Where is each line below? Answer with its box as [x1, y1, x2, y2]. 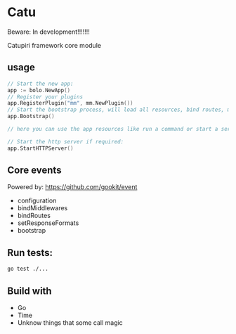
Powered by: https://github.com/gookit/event [7, 183, 138, 191]
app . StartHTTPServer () [7, 145, 74, 152]
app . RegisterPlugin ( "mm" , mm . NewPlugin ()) [7, 100, 133, 107]
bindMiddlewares [17, 204, 68, 212]
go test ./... [7, 265, 49, 273]
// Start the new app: [7, 80, 74, 87]
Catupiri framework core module [7, 41, 102, 49]
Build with [7, 285, 52, 297]
